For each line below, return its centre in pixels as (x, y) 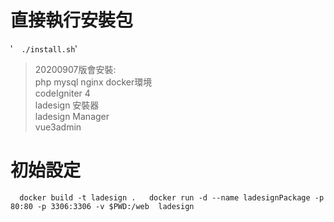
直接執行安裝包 (72, 20)
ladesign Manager (72, 116)
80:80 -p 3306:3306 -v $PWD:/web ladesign (102, 206)
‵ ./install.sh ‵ (44, 48)
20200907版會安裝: (75, 69)
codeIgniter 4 (62, 93)
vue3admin (58, 127)
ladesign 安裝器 (67, 105)
